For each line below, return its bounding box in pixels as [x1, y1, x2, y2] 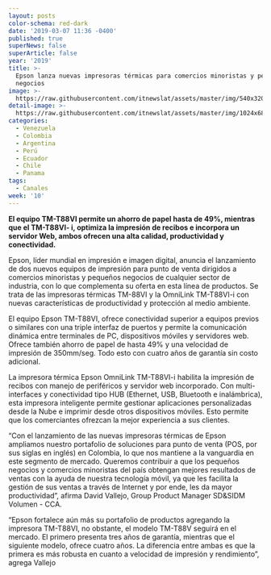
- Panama [15, 169, 45, 177]
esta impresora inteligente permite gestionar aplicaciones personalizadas [8, 398, 252, 407]
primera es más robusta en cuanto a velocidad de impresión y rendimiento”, [8, 549, 260, 559]
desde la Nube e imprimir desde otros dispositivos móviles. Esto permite [8, 406, 249, 416]
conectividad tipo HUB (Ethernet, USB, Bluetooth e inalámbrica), [49, 389, 263, 399]
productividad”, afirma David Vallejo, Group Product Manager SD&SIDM [8, 490, 246, 500]
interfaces [8, 389, 43, 399]
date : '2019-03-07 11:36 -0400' [8, 27, 117, 35]
